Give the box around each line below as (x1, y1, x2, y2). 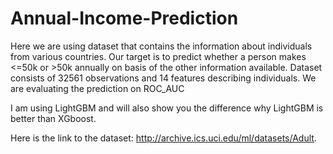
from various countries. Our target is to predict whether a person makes (10, 50, 307, 62)
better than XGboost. (10, 112, 97, 124)
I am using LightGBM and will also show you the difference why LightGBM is (10, 102, 324, 114)
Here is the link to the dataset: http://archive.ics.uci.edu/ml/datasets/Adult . (10, 132, 317, 144)
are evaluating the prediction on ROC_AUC (10, 82, 185, 94)
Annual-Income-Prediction (10, 7, 239, 30)
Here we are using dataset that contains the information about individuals (10, 40, 313, 52)
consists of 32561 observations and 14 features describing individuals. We (10, 72, 317, 84)
